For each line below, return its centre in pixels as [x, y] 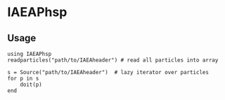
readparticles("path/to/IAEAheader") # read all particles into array [113, 60]
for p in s [23, 78]
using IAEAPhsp [30, 54]
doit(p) [31, 85]
